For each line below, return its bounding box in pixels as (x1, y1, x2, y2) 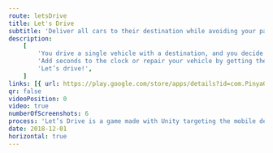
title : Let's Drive (8, 19, 75, 28)
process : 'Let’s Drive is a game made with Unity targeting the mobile (8, 117, 256, 125)
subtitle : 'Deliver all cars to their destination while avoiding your (8, 27, 256, 35)
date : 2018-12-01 (8, 125, 67, 133)
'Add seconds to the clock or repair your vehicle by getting (37, 57, 253, 66)
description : (8, 34, 53, 43)
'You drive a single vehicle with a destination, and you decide (37, 49, 264, 57)
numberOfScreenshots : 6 (8, 110, 89, 118)
